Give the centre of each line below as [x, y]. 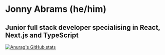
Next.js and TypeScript [42, 35]
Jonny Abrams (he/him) [56, 9]
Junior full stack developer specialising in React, [83, 27]
